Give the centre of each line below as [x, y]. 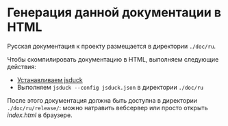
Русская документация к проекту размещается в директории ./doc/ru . [112, 46]
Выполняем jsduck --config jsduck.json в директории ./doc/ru [110, 87]
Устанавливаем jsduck [50, 79]
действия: [22, 66]
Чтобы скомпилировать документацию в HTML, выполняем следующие [113, 59]
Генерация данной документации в [114, 13]
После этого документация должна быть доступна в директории [102, 100]
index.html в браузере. [40, 115]
